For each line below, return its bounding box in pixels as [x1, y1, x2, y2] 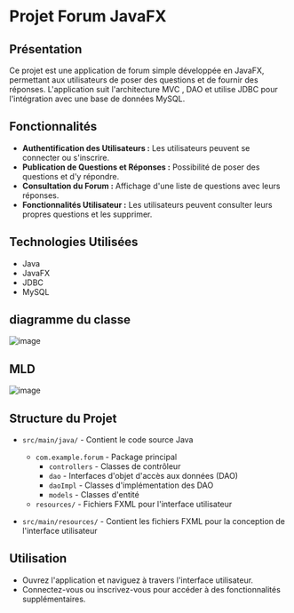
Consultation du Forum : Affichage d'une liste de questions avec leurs [21, 180, 281, 191]
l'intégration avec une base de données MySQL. [9, 93, 186, 104]
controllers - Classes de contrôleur [48, 461, 181, 472]
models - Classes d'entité [48, 490, 139, 500]
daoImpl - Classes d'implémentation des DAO [48, 480, 214, 490]
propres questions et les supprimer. [21, 209, 153, 219]
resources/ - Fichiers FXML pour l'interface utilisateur [35, 499, 233, 510]
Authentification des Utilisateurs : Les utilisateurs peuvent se [21, 142, 250, 153]
